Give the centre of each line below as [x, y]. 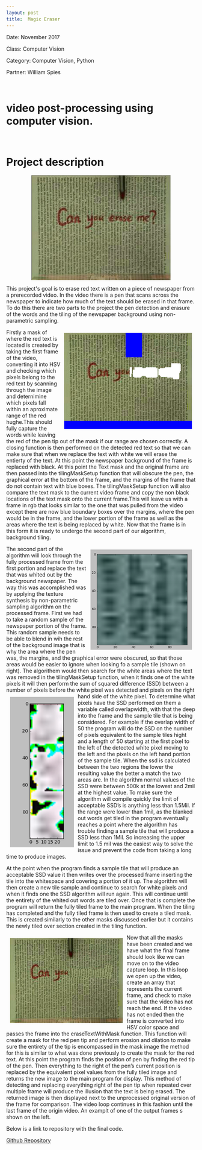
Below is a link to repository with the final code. [65, 1128]
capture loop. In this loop [157, 969]
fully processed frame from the [45, 561]
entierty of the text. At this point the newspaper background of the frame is [99, 460]
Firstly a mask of [27, 332]
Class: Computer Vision [35, 49]
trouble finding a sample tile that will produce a [136, 831]
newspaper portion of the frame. [47, 626]
